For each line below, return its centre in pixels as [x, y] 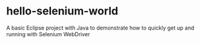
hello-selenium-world [62, 11]
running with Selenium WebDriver [48, 34]
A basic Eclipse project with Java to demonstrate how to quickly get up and [100, 28]
